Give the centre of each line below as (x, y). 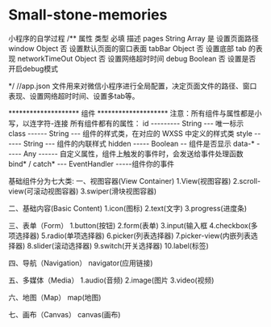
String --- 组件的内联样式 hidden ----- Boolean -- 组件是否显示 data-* (139, 143)
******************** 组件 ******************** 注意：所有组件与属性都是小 (135, 113)
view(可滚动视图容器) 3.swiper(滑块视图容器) (83, 191)
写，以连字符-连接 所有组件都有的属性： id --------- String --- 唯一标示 (126, 123)
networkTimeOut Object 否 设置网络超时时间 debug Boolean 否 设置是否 (137, 58)
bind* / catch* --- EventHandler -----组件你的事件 (92, 163)
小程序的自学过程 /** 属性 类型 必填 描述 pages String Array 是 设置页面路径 (134, 38)
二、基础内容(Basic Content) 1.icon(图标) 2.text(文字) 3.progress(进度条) (128, 208)
